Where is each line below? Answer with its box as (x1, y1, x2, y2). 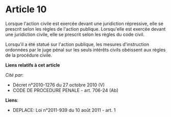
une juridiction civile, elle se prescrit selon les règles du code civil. (5, 31, 144, 37)
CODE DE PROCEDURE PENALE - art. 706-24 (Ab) (12, 87, 118, 93)
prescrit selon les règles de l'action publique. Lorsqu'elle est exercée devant (5, 26, 166, 32)
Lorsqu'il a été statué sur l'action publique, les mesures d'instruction (5, 41, 150, 47)
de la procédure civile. (5, 52, 53, 58)
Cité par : (5, 72, 24, 78)
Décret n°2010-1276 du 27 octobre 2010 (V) (12, 82, 105, 88)
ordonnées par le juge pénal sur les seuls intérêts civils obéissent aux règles (5, 46, 166, 53)
